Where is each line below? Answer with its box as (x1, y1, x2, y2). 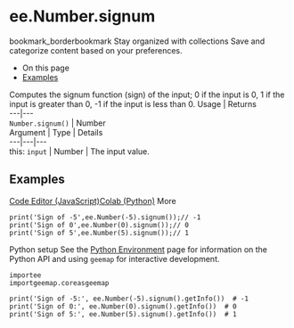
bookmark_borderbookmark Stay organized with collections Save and (9, 36, 265, 46)
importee (9, 270, 42, 280)
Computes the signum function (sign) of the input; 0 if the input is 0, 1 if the (9, 89, 285, 100)
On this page (21, 62, 69, 73)
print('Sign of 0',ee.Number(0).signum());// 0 (9, 220, 190, 229)
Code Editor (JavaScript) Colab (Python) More (9, 195, 176, 206)
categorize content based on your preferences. (9, 45, 183, 55)
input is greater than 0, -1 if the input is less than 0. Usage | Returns (9, 98, 257, 109)
